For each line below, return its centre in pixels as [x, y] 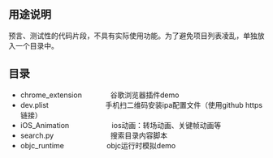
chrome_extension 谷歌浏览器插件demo [100, 95]
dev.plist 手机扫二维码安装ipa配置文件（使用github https [141, 105]
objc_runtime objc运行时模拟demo [98, 145]
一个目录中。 [37, 45]
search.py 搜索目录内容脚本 [94, 135]
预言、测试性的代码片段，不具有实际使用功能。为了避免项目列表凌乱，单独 [133, 36]
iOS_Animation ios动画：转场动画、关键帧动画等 [121, 125]
